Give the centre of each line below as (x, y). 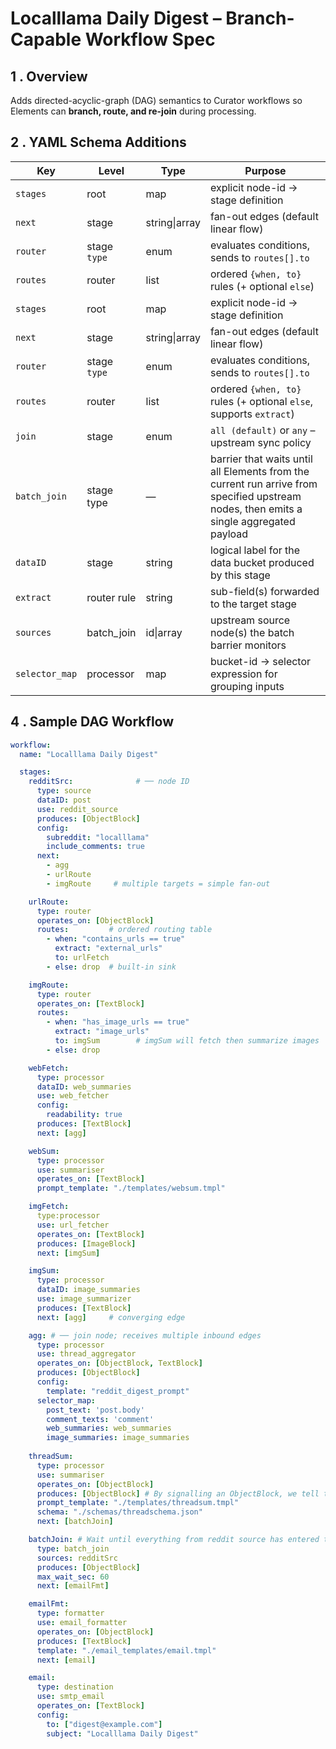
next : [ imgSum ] (68, 1253)
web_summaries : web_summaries (109, 1428)
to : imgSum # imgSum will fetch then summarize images (187, 1041)
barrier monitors (248, 645)
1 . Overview (49, 76)
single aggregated (252, 521)
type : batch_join (73, 1548)
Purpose (265, 170)
